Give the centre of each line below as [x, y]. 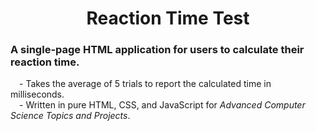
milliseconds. [37, 94]
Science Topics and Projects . [70, 116]
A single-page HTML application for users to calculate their [157, 50]
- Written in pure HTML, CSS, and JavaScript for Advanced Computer [162, 105]
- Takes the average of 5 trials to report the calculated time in [145, 84]
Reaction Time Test [168, 18]
